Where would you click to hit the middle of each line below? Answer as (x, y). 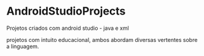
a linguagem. (23, 46)
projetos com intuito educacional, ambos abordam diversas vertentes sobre (102, 40)
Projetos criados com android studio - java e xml (68, 28)
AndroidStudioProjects (66, 11)
